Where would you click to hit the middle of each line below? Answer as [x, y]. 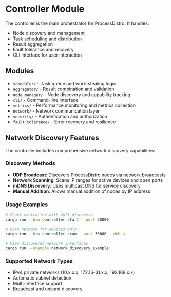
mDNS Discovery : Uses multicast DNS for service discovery [77, 185]
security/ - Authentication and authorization [60, 116]
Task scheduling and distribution [47, 39]
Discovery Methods [30, 163]
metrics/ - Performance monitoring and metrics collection [74, 105]
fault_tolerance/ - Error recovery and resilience [64, 122]
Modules [20, 71]
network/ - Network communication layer [56, 110]
